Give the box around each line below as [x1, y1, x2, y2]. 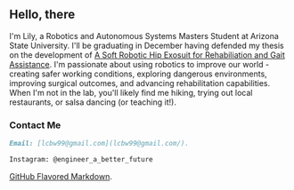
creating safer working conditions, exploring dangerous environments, [9, 68, 267, 79]
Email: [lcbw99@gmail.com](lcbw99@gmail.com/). [9, 139, 190, 148]
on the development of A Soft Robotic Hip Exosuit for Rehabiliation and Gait [9, 49, 285, 60]
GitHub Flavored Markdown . [9, 170, 113, 181]
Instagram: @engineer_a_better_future [9, 154, 153, 163]
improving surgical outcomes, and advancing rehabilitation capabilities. [9, 77, 271, 88]
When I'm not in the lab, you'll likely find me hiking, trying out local [9, 87, 253, 98]
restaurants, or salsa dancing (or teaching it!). [9, 97, 176, 107]
